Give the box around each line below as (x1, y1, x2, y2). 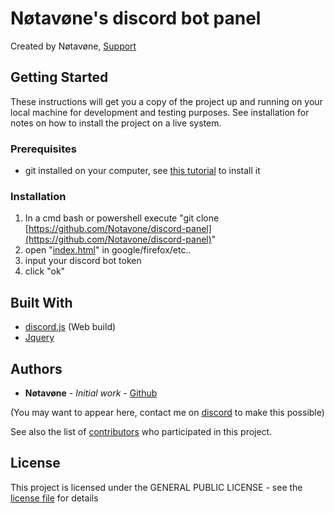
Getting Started (10, 69, 109, 86)
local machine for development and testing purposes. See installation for (10, 106, 310, 118)
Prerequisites (10, 142, 77, 156)
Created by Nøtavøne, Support (10, 40, 137, 52)
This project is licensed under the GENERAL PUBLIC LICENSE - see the (10, 481, 303, 493)
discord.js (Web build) (24, 321, 117, 333)
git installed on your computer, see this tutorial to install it (24, 165, 261, 177)
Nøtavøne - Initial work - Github (24, 387, 158, 399)
